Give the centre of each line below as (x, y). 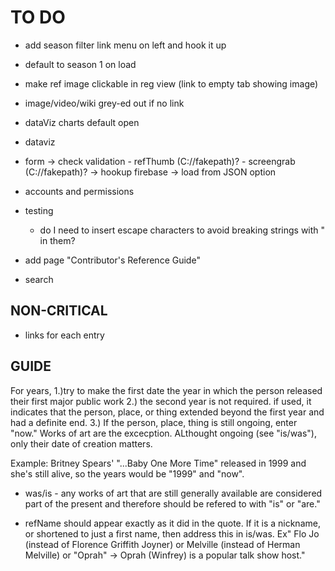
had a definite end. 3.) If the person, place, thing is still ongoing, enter (154, 422)
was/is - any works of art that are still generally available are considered (173, 493)
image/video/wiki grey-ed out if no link (104, 103)
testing (39, 210)
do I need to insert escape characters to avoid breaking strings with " (182, 230)
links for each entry (64, 335)
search (39, 279)
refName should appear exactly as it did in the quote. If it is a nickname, (172, 523)
